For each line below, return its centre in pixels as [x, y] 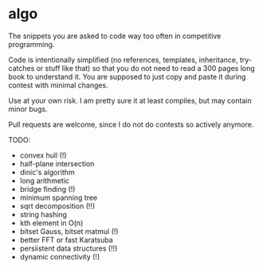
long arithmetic [45, 181]
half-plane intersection [57, 163]
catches [22, 68]
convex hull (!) [43, 155]
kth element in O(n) [51, 223]
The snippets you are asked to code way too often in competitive [115, 36]
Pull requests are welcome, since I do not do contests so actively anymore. [131, 124]
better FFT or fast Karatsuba [66, 240]
